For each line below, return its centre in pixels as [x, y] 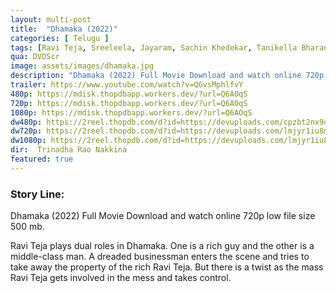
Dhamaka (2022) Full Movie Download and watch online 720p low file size [163, 216]
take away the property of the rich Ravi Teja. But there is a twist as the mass [167, 267]
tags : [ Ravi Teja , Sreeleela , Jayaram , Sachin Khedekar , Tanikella [154, 47]
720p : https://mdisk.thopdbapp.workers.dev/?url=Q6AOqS [129, 103]
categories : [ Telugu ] [60, 38]
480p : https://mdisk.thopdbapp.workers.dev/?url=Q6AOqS [129, 94]
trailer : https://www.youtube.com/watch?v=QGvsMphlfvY [127, 85]
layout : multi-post [51, 19]
